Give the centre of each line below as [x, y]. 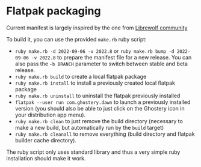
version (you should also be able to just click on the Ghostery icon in [100, 108]
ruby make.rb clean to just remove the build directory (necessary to [99, 121]
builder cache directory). [46, 140]
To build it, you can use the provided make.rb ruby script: [76, 39]
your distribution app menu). [50, 115]
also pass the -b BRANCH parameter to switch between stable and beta [101, 64]
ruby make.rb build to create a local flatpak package [81, 76]
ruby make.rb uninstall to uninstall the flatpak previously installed [97, 96]
